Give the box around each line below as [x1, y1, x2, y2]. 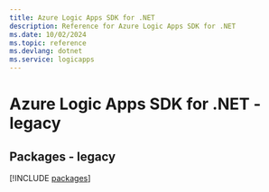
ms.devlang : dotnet [9, 47, 83, 56]
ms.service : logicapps [9, 55, 95, 64]
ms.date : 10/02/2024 [9, 30, 88, 39]
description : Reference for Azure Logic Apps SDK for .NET [9, 22, 237, 31]
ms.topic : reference [9, 38, 88, 48]
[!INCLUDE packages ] [9, 173, 91, 183]
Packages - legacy [9, 149, 116, 164]
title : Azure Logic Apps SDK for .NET [9, 13, 155, 23]
